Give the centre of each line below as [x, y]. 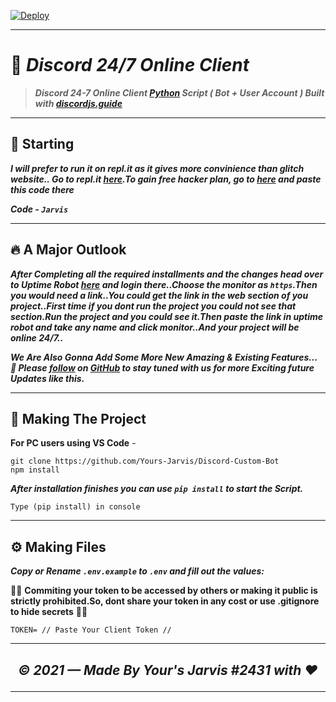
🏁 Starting [42, 144]
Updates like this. [47, 378]
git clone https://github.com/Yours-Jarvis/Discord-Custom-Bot [145, 461]
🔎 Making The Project [78, 418]
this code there [42, 189]
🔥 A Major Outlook [68, 250]
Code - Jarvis [39, 209]
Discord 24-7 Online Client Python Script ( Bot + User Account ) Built [179, 92]
